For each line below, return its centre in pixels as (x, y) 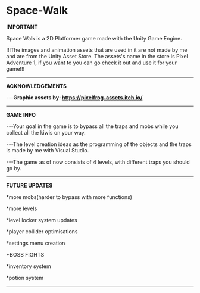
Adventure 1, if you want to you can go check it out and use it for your (92, 63)
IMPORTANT (22, 27)
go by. (14, 168)
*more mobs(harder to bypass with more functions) (69, 197)
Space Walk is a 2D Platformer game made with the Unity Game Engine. (94, 38)
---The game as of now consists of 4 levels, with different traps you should (98, 162)
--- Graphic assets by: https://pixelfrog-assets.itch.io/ (74, 97)
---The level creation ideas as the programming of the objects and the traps (99, 144)
